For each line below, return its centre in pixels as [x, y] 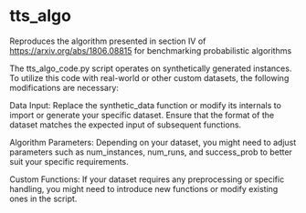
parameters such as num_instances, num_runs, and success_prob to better [151, 152]
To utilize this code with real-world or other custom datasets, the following [149, 77]
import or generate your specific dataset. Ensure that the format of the [142, 115]
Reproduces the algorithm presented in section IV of [108, 41]
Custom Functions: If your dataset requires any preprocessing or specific [147, 179]
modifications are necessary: [64, 87]
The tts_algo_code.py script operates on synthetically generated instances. [151, 68]
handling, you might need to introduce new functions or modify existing [144, 188]
